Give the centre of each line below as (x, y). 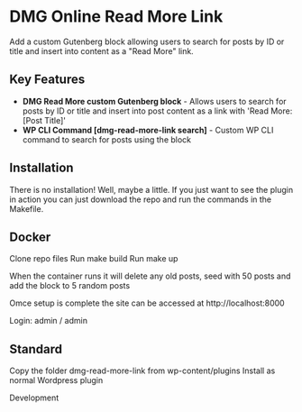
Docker (30, 237)
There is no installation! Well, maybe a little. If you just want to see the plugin (151, 189)
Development (34, 398)
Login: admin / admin (49, 321)
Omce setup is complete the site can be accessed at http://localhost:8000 (147, 303)
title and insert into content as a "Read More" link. (101, 50)
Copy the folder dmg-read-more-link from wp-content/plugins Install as (142, 371)
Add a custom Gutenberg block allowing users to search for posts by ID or (147, 41)
